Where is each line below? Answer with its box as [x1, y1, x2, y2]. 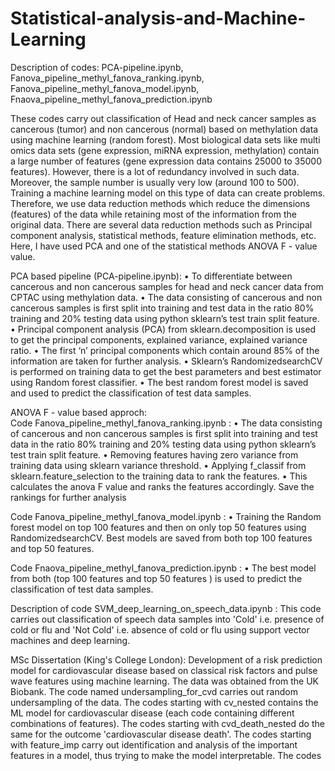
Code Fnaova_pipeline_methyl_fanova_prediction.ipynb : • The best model [10, 562, 317, 574]
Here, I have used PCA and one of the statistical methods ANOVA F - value [10, 240, 318, 252]
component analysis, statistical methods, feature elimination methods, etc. [10, 229, 317, 241]
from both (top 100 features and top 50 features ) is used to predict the [10, 572, 303, 584]
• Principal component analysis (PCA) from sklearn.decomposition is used [10, 323, 317, 335]
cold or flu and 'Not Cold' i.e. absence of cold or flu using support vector [10, 623, 310, 636]
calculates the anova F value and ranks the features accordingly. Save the [10, 480, 315, 492]
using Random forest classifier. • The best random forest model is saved [10, 376, 309, 388]
